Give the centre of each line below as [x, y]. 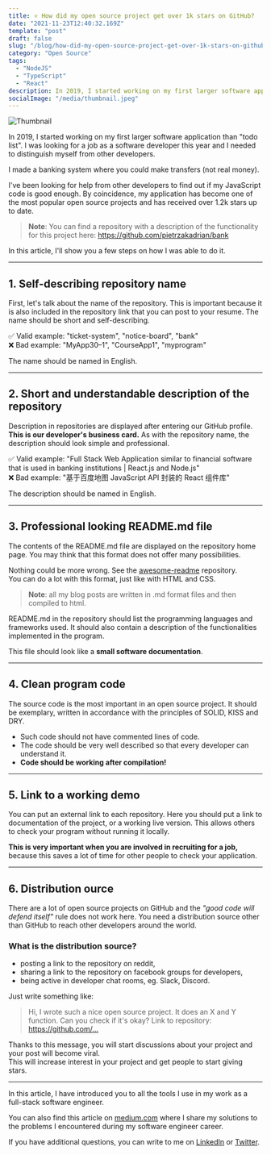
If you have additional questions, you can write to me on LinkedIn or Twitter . [134, 1142]
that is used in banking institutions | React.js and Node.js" [104, 468]
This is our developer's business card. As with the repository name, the [129, 434]
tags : [17, 61]
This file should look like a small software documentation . [106, 651]
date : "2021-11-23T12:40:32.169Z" [67, 23]
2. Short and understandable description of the [129, 394]
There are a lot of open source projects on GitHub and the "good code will [131, 908]
